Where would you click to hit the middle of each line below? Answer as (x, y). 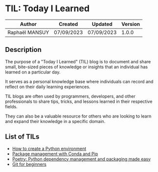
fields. (11, 106)
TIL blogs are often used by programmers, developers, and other (70, 96)
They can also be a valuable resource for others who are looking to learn (78, 116)
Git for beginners (29, 164)
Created (68, 24)
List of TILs (22, 137)
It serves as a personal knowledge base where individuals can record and (79, 81)
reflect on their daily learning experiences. (48, 87)
